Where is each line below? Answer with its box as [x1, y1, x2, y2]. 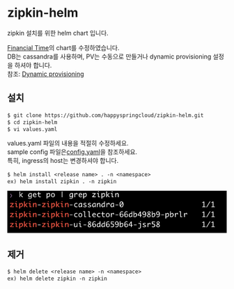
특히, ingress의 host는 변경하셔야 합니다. [7, 156, 119, 164]
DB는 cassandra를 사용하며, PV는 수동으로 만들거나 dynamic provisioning [7, 52, 212, 61]
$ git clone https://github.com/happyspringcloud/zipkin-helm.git [7, 111, 204, 119]
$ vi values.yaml [7, 125, 58, 133]
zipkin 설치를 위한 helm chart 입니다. [7, 29, 109, 37]
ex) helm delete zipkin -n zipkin [7, 275, 108, 283]
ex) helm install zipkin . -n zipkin [7, 178, 117, 185]
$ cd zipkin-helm [7, 118, 58, 126]
